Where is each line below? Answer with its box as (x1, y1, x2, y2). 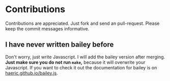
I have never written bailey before (5, 40, 114, 49)
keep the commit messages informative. (5, 25, 90, 31)
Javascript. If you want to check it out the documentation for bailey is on (5, 64, 157, 70)
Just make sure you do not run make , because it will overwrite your (5, 59, 146, 65)
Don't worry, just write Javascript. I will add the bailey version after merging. (5, 54, 165, 60)
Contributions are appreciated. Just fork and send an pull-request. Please (5, 20, 160, 26)
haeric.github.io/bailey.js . (5, 70, 59, 76)
